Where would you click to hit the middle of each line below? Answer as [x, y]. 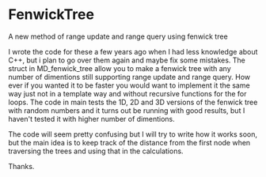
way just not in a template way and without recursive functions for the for [127, 93]
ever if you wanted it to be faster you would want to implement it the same [129, 85]
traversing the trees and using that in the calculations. [96, 151]
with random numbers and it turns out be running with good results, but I [127, 110]
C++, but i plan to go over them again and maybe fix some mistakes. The [127, 60]
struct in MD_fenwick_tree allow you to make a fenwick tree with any [120, 68]
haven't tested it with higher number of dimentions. [92, 119]
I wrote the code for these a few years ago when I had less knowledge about [133, 51]
